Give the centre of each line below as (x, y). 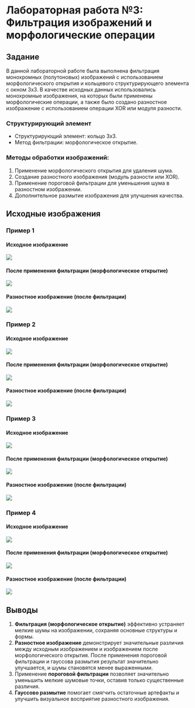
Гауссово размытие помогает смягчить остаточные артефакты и (97, 692)
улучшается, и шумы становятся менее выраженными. (84, 668)
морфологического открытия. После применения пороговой (91, 655)
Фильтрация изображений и (79, 23)
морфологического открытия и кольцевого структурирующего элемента (97, 83)
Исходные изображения (53, 214)
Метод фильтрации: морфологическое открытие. (76, 143)
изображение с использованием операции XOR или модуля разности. (94, 108)
